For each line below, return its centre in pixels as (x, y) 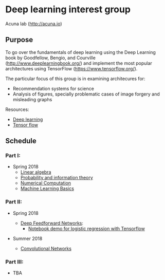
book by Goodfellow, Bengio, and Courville (51, 58)
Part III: (14, 262)
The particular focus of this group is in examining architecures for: (75, 79)
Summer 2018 (27, 238)
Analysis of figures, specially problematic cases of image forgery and (86, 94)
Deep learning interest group (68, 10)
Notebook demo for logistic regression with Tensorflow (86, 228)
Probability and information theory (57, 178)
